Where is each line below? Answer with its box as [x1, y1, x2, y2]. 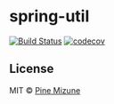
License [9, 61, 54, 76]
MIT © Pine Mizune [9, 84, 81, 95]
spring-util [9, 6, 90, 27]
